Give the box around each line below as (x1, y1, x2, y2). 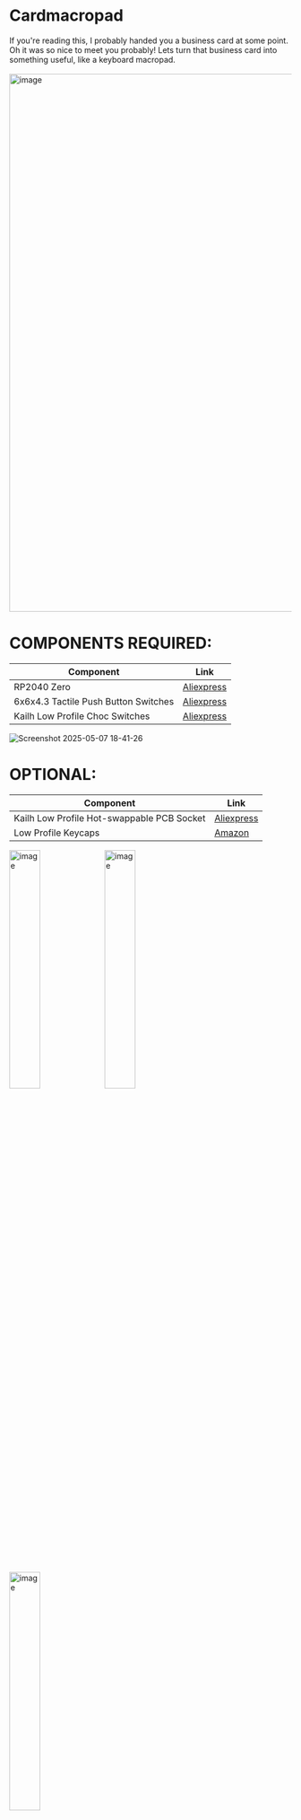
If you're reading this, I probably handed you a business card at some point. (9, 35, 288, 46)
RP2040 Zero (13, 680, 72, 693)
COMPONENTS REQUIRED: (9, 634, 212, 653)
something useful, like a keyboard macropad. (9, 54, 176, 65)
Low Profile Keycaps (13, 827, 100, 839)
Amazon (214, 827, 249, 839)
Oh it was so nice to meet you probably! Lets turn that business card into (9, 44, 278, 55)
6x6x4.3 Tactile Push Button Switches (13, 695, 175, 707)
